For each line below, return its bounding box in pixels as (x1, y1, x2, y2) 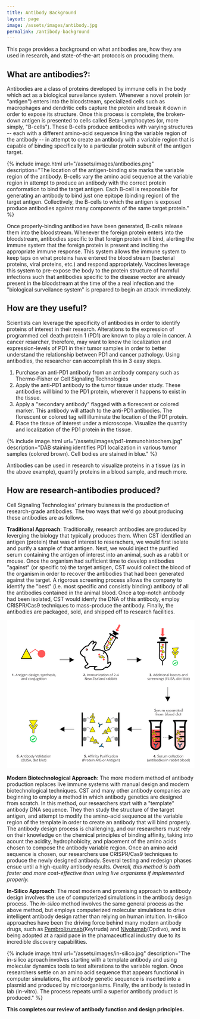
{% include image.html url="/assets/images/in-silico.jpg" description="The (7, 950, 191, 957)
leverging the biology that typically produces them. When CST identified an (7, 532, 191, 539)
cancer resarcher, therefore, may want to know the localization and (7, 338, 171, 345)
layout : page (7, 16, 39, 22)
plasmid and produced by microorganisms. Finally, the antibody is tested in (7, 981, 191, 989)
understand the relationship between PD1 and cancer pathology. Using (7, 351, 180, 358)
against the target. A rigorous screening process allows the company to (7, 576, 182, 584)
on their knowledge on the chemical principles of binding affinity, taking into (7, 831, 193, 839)
